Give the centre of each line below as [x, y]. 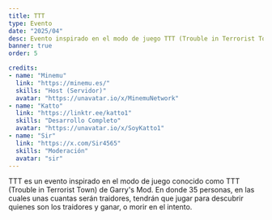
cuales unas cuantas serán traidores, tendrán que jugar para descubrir [126, 198]
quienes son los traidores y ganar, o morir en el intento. [100, 207]
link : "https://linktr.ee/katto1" [74, 113]
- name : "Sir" [32, 136]
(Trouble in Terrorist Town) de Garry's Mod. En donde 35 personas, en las [132, 190]
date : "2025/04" [36, 31]
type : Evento [30, 23]
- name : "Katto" [36, 106]
